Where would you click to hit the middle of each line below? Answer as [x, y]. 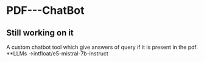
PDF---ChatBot [45, 11]
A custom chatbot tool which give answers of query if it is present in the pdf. [102, 47]
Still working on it [40, 33]
